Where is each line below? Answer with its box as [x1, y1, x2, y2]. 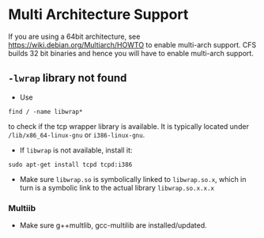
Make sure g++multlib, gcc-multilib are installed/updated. [19, 221, 207, 230]
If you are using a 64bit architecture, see [8, 32, 141, 41]
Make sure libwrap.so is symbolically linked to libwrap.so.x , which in [19, 174, 247, 183]
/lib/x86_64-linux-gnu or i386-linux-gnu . [8, 130, 145, 139]
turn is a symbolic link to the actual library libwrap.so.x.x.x [19, 183, 215, 192]
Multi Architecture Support [8, 6, 189, 24]
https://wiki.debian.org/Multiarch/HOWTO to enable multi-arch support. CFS [8, 40, 257, 49]
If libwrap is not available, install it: [19, 145, 133, 155]
